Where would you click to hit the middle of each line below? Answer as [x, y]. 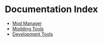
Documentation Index [51, 9]
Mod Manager [27, 23]
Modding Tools [28, 28]
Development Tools [32, 34]
